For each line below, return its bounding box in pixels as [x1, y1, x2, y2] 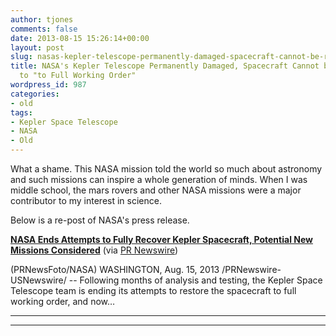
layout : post [10, 42, 65, 53]
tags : [10, 107, 33, 118]
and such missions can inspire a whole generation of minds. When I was [10, 174, 308, 185]
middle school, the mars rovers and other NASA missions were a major [10, 184, 302, 196]
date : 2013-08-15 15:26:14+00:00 [10, 33, 150, 43]
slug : [10, 52, 33, 62]
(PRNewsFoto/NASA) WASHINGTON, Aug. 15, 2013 [10, 264, 220, 275]
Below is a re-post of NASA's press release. [10, 214, 190, 226]
